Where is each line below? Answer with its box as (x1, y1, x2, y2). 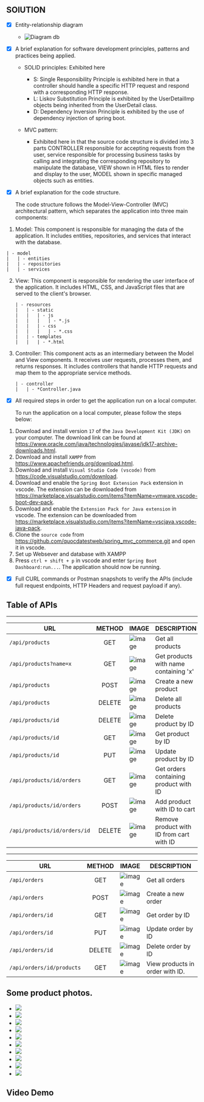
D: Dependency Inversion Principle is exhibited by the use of (33, 108, 185, 115)
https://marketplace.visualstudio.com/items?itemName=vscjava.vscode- (15, 518, 197, 526)
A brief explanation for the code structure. (15, 188, 121, 196)
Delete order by (146, 942, 191, 950)
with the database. (15, 239, 62, 245)
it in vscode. (15, 544, 46, 551)
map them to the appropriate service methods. (15, 369, 132, 376)
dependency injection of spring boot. (33, 114, 126, 121)
